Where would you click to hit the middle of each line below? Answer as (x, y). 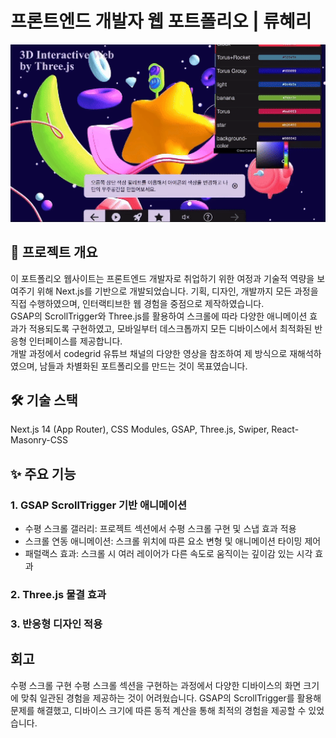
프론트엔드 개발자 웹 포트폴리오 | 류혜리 (161, 21)
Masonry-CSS (39, 440)
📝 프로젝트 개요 (54, 252)
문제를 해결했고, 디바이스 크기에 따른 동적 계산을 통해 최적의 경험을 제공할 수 (158, 710)
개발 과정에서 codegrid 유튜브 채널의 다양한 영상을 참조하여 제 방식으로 (149, 353)
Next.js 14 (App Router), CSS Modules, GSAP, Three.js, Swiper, (140, 429)
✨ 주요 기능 (43, 473)
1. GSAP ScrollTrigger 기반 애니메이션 (99, 505)
